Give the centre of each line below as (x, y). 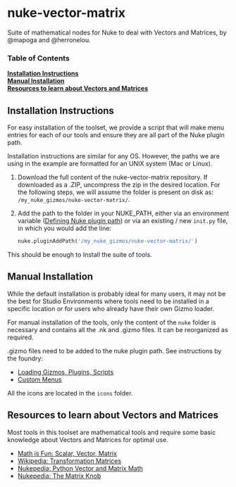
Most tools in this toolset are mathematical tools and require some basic (112, 432)
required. (20, 337)
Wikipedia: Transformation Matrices (69, 461)
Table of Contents (39, 58)
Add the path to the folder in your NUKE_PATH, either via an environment (123, 213)
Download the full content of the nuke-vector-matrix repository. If (112, 177)
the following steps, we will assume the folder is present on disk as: (115, 192)
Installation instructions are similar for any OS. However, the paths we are (113, 156)
